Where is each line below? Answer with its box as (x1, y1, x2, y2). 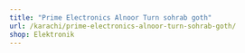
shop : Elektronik (9, 30, 75, 39)
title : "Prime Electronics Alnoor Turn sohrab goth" (9, 13, 212, 22)
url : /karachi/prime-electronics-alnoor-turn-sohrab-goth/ (9, 22, 237, 31)
